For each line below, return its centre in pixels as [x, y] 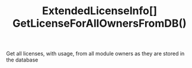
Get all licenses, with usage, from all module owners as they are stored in [95, 54]
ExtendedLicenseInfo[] [100, 11]
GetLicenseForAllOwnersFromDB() [100, 23]
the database [22, 60]
